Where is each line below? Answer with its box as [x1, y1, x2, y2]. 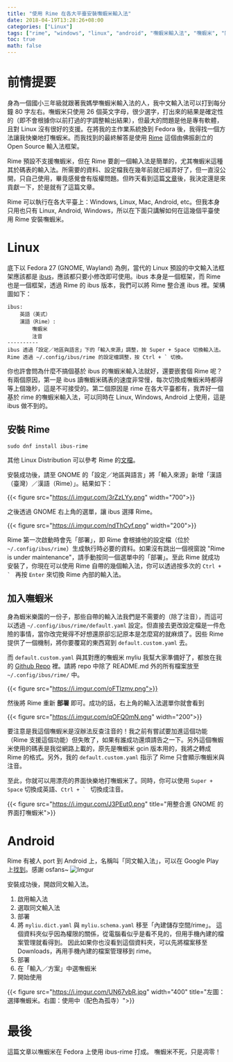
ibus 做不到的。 [7, 401, 52, 410]
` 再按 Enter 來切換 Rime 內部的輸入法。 [7, 570, 125, 578]
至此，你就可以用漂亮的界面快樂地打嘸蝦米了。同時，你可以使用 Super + [7, 776, 214, 784]
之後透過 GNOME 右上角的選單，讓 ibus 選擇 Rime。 [7, 507, 156, 516]
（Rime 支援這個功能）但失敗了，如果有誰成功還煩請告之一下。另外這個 [7, 735, 212, 743]
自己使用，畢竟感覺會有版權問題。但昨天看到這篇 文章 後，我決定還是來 [25, 174, 226, 183]
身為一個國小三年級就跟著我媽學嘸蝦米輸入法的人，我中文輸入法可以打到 [7, 99, 214, 107]
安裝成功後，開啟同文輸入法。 [7, 880, 92, 888]
